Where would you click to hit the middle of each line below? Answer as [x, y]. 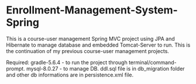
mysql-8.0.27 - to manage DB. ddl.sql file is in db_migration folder [106, 68]
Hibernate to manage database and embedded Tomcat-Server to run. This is [98, 45]
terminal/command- [152, 62]
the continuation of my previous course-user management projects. [88, 51]
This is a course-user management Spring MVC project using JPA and [91, 38]
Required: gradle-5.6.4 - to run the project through [67, 62]
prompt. [16, 68]
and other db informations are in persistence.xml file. [70, 75]
